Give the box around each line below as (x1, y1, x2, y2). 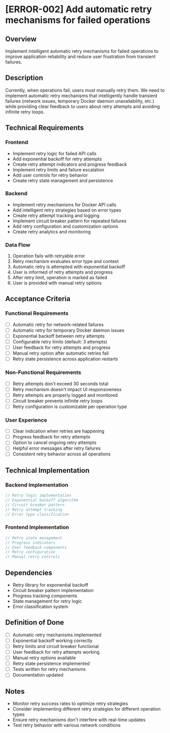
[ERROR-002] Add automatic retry (5, 4, 152, 15)
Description (5, 74, 43, 82)
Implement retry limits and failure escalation (12, 166, 105, 172)
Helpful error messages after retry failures (12, 445, 101, 451)
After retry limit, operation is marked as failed (12, 275, 108, 281)
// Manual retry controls (5, 554, 60, 560)
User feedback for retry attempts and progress (12, 344, 111, 350)
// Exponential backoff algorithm (5, 497, 79, 503)
